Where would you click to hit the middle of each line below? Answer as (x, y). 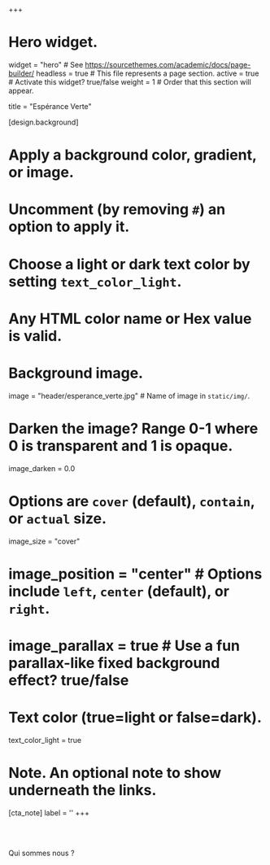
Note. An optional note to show (115, 773)
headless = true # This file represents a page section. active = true (148, 73)
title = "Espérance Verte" (50, 106)
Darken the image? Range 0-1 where (133, 428)
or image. (41, 173)
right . (29, 608)
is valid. (35, 336)
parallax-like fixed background (114, 663)
